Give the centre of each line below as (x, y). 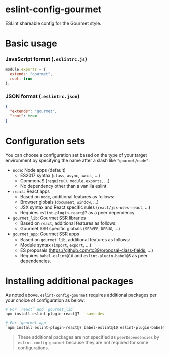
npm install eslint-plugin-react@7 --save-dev (55, 314)
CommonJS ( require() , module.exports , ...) (65, 181)
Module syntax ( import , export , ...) (56, 245)
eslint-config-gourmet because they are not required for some (83, 343)
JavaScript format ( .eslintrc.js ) (46, 59)
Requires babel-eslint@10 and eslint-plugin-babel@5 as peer (84, 255)
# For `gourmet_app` (27, 323)
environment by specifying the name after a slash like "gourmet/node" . (77, 160)
